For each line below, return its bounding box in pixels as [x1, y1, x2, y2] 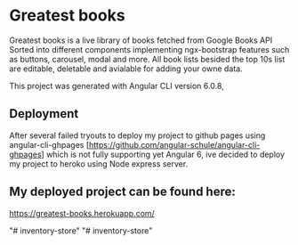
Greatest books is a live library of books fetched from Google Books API [9, 35, 273, 45]
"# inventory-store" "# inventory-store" [9, 225, 153, 236]
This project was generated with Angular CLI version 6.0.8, [9, 80, 224, 91]
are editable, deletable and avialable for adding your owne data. [9, 63, 243, 74]
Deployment [9, 106, 79, 121]
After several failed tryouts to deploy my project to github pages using [9, 130, 266, 141]
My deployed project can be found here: [9, 184, 236, 200]
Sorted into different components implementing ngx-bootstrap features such [9, 44, 290, 54]
